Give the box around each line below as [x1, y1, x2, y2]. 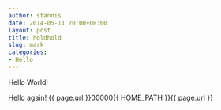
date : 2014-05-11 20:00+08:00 [8, 19, 108, 27]
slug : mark [8, 41, 44, 49]
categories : [8, 48, 47, 56]
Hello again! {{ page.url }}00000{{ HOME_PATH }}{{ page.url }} [8, 93, 213, 102]
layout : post [8, 26, 51, 34]
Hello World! [8, 77, 49, 87]
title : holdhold [8, 33, 62, 42]
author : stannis [8, 11, 62, 20]
